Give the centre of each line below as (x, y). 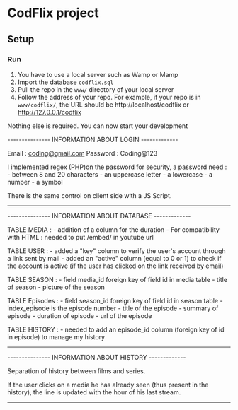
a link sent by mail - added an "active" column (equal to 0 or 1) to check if (114, 258)
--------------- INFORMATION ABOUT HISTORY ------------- (97, 357)
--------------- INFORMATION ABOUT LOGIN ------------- (93, 139)
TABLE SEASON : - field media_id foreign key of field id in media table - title (118, 279)
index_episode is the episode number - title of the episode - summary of (113, 308)
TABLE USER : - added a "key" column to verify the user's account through (117, 251)
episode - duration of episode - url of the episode (80, 315)
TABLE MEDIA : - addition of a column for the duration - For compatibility (113, 229)
